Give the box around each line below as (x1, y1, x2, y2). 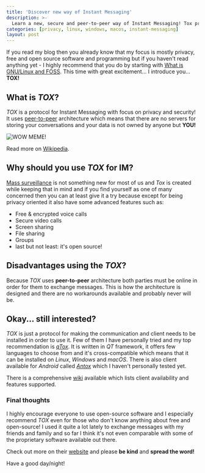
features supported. (6, 381, 57, 388)
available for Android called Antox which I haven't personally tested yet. (6, 362, 187, 370)
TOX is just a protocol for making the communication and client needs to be (6, 330, 196, 337)
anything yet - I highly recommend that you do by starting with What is (6, 62, 184, 69)
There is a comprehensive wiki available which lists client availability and (6, 374, 189, 382)
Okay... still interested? (6, 313, 96, 324)
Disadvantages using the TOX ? (6, 260, 127, 271)
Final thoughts (6, 396, 51, 405)
